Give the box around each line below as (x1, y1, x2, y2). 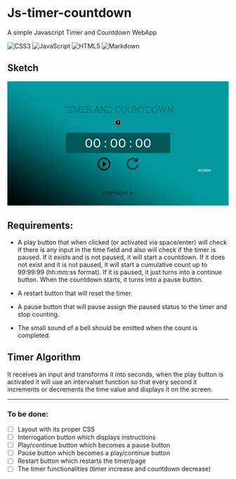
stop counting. (17, 310, 60, 318)
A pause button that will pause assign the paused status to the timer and (17, 302, 228, 310)
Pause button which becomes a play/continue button (17, 449, 171, 457)
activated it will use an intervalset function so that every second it (7, 377, 197, 386)
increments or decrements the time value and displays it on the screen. (7, 385, 213, 393)
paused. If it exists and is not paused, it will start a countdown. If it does (17, 253, 225, 261)
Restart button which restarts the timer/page (17, 457, 146, 465)
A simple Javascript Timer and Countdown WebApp (7, 28, 157, 37)
